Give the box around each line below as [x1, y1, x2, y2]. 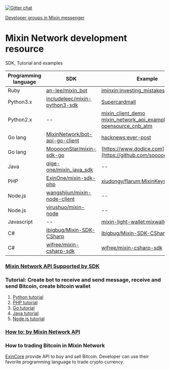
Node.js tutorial [12, 316, 45, 322]
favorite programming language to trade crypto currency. [5, 359, 124, 365]
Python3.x [8, 98, 32, 105]
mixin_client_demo [101, 110, 145, 117]
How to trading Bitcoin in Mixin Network [5, 342, 105, 349]
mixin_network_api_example [101, 116, 168, 123]
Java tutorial [12, 310, 39, 317]
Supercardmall [101, 98, 136, 105]
